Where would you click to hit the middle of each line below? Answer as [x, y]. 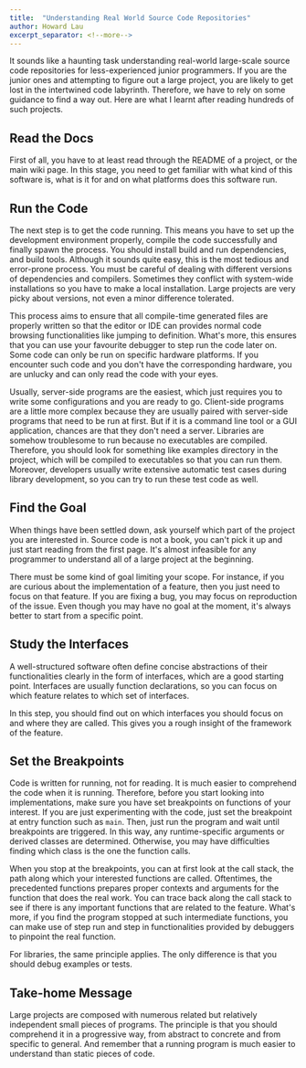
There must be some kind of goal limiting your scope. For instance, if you [147, 576]
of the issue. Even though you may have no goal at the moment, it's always [150, 606]
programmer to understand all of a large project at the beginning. [132, 559]
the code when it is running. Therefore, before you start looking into [137, 793]
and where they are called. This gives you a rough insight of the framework [151, 723]
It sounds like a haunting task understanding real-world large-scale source [150, 61]
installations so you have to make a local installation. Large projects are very [153, 288]
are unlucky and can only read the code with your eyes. [114, 374]
